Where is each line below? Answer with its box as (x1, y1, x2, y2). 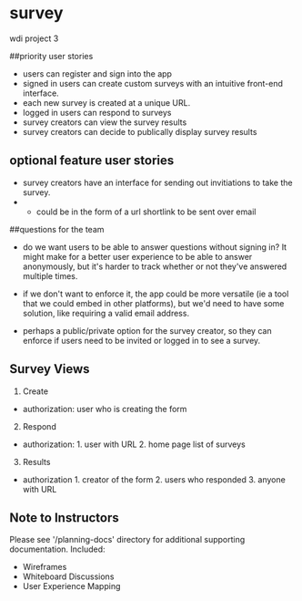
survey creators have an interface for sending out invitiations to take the (22, 177, 293, 188)
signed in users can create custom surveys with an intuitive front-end (22, 78, 284, 88)
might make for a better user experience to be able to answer (22, 251, 253, 262)
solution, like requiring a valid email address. (22, 307, 189, 318)
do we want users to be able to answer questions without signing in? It (22, 241, 287, 253)
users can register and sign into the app (22, 67, 173, 79)
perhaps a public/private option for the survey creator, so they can (22, 325, 272, 336)
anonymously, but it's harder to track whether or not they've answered (22, 261, 287, 272)
